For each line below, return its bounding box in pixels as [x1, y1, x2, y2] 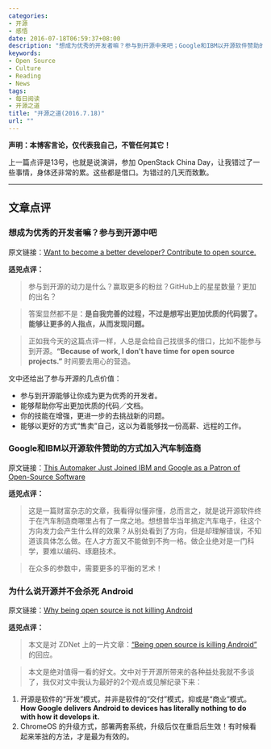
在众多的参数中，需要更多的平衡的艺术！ [27, 563, 163, 573]
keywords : [8, 49, 42, 57]
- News [8, 79, 31, 87]
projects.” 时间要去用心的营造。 [27, 356, 135, 366]
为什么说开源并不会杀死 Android [8, 585, 134, 596]
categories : [8, 11, 48, 20]
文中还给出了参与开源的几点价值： [8, 373, 122, 383]
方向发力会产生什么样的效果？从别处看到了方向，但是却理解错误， [27, 526, 248, 536]
